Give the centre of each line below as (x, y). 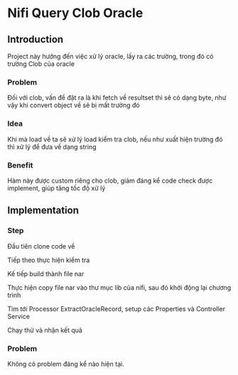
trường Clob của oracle (41, 64)
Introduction (36, 39)
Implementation (43, 211)
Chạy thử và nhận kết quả (45, 330)
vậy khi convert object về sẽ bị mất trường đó (74, 105)
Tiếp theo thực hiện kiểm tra (49, 260)
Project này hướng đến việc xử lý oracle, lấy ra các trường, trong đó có (110, 56)
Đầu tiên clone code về (41, 246)
